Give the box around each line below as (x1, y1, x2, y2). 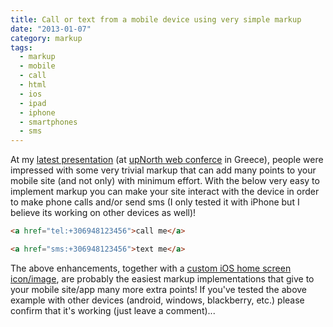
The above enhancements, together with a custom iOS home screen (10, 262, 292, 274)
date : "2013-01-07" (10, 24, 92, 34)
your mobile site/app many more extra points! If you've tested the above (10, 283, 308, 295)
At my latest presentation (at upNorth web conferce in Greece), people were (10, 154, 324, 166)
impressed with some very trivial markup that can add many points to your (10, 164, 317, 176)
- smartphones (19, 117, 78, 127)
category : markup (10, 33, 83, 43)
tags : (10, 42, 33, 53)
